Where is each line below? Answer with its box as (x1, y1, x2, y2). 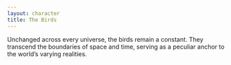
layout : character (7, 10, 60, 17)
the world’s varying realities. (7, 49, 88, 58)
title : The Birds (7, 16, 57, 23)
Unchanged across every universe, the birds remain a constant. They (7, 35, 203, 43)
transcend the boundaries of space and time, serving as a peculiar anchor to (7, 42, 225, 51)
